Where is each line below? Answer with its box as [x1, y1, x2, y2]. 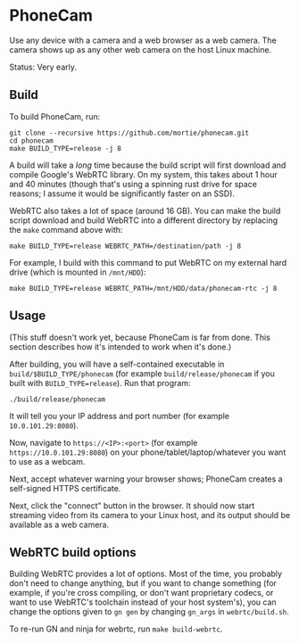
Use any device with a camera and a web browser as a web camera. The [9, 35, 277, 45]
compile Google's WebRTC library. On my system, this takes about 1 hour [9, 169, 278, 179]
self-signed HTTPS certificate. [9, 482, 121, 493]
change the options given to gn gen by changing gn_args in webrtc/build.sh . [9, 606, 289, 617]
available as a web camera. [9, 519, 110, 530]
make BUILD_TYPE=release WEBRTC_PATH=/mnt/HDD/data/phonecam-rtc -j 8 [9, 284, 278, 293]
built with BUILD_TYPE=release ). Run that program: [9, 377, 191, 388]
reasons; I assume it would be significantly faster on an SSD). [9, 188, 235, 199]
